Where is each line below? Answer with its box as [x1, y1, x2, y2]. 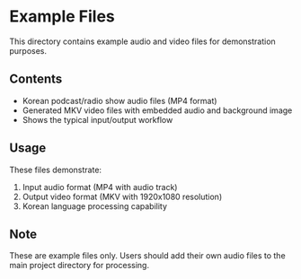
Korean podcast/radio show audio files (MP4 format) [22, 95, 217, 106]
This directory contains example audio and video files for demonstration [9, 36, 276, 47]
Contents [9, 72, 63, 87]
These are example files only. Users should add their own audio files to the [9, 250, 286, 261]
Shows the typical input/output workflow [22, 114, 173, 125]
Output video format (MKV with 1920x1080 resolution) [22, 191, 223, 202]
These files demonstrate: [9, 164, 102, 175]
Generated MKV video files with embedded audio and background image [22, 105, 293, 116]
